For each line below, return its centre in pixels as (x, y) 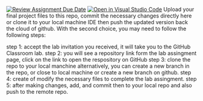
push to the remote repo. (37, 92)
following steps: (26, 35)
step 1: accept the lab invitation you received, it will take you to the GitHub (98, 47)
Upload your (179, 9)
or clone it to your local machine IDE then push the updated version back (97, 22)
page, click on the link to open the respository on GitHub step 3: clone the (98, 60)
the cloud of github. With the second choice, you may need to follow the (96, 28)
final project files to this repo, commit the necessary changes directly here (99, 16)
